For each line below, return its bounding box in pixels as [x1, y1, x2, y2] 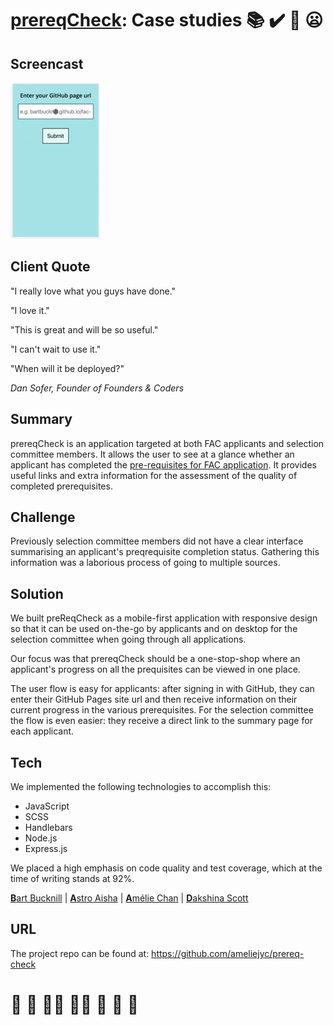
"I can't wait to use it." [10, 343, 102, 355]
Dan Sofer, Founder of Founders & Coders [10, 382, 185, 394]
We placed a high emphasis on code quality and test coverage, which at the [10, 862, 323, 874]
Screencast [10, 55, 84, 72]
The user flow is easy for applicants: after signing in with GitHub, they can [10, 683, 315, 695]
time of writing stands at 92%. [10, 873, 135, 885]
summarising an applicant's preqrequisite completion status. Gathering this [10, 546, 320, 558]
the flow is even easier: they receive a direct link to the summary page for [10, 715, 313, 727]
